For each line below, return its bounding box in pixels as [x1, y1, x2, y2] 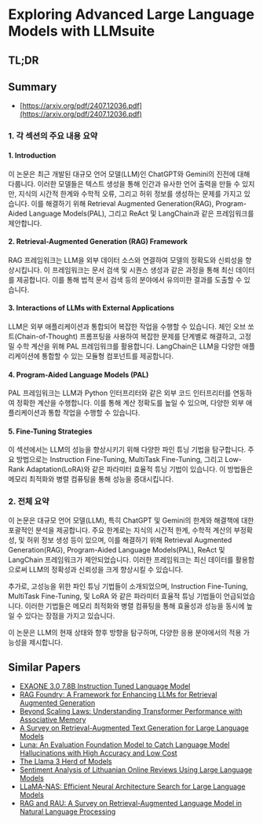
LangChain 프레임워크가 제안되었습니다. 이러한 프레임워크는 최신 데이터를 [8, 555, 234, 564]
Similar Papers [8, 661, 81, 674]
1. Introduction [8, 150, 57, 160]
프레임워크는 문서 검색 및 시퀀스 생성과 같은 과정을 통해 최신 [52, 265, 234, 275]
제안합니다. [8, 218, 42, 227]
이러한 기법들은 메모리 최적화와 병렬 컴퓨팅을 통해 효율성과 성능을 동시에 [24, 600, 245, 611]
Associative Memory [19, 715, 86, 725]
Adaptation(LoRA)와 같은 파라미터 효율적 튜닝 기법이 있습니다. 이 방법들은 [26, 464, 254, 474]
